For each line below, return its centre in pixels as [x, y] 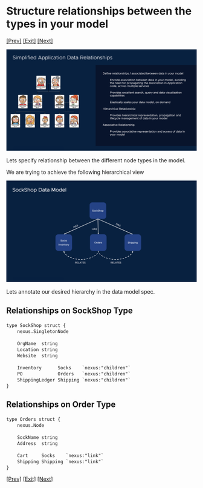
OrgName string [38, 343]
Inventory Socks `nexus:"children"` [74, 368]
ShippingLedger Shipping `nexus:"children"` [74, 380]
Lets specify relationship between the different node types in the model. [96, 160]
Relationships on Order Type [61, 405]
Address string [38, 443]
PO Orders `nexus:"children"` [74, 374]
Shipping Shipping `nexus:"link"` [60, 461]
